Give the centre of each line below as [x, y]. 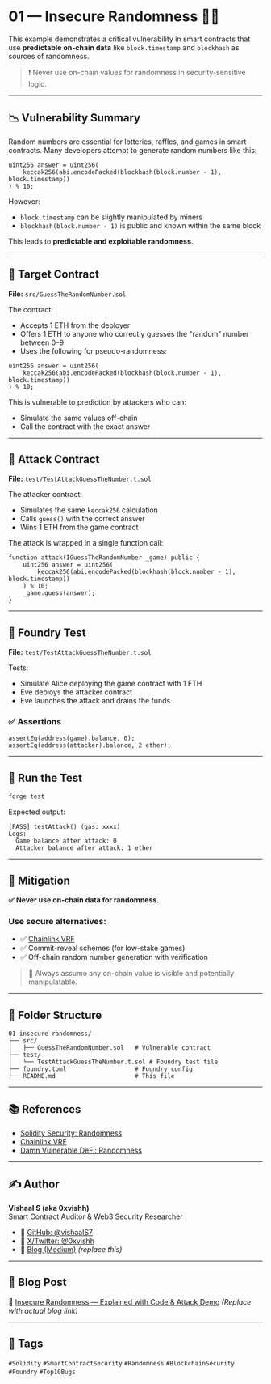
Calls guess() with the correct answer [82, 519]
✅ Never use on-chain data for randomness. [84, 900]
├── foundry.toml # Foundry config [101, 1069]
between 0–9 [42, 342]
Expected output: [37, 812]
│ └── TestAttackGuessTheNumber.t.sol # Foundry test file [113, 1062]
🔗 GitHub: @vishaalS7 [56, 1232]
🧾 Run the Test [46, 777]
